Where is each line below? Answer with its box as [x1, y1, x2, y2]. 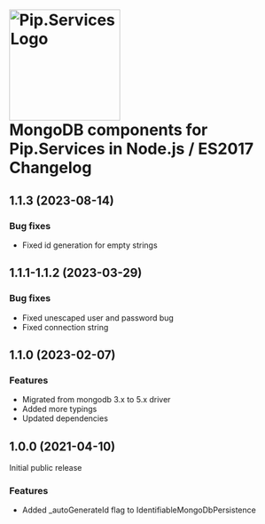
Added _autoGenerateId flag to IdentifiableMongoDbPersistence [21, 504, 257, 515]
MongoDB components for [9, 120, 208, 140]
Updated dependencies [21, 413, 109, 424]
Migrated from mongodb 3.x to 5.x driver [21, 394, 171, 405]
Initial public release [9, 463, 82, 473]
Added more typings [21, 404, 97, 415]
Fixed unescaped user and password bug [21, 312, 175, 323]
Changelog [9, 158, 92, 178]
